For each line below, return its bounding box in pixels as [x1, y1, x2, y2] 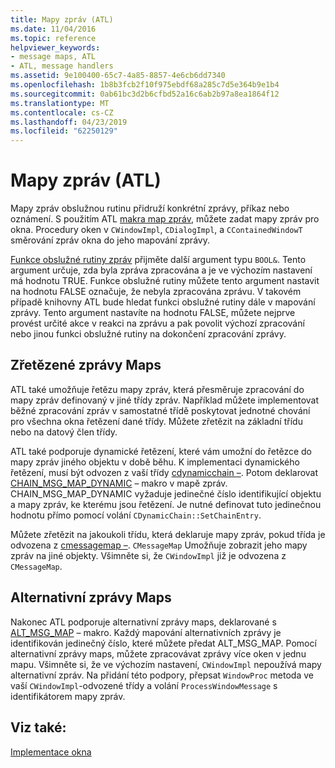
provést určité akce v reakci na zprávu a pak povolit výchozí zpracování [10, 317, 305, 330]
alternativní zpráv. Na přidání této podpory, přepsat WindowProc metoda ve [10, 669, 314, 681]
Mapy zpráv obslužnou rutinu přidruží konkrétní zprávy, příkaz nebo [10, 202, 290, 215]
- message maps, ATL [10, 52, 97, 62]
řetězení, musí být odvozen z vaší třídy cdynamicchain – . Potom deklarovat [10, 466, 319, 478]
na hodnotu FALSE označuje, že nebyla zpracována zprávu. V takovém [10, 286, 302, 298]
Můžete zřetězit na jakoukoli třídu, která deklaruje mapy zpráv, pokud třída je [10, 528, 326, 540]
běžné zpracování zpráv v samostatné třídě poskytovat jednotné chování [10, 404, 311, 416]
